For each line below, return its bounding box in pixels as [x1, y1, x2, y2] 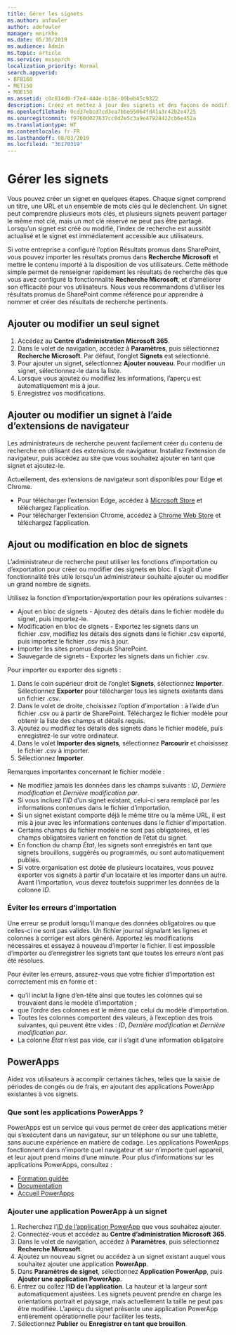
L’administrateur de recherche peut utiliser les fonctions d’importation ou [7, 557, 218, 566]
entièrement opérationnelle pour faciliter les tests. [17, 1312, 162, 1321]
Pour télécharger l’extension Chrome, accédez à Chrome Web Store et [17, 511, 221, 519]
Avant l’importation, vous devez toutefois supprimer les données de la [17, 878, 220, 886]
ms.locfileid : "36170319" [7, 141, 83, 148]
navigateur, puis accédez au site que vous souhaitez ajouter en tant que [7, 454, 216, 462]
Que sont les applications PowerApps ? [7, 1107, 144, 1117]
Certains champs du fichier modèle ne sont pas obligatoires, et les [17, 826, 210, 834]
